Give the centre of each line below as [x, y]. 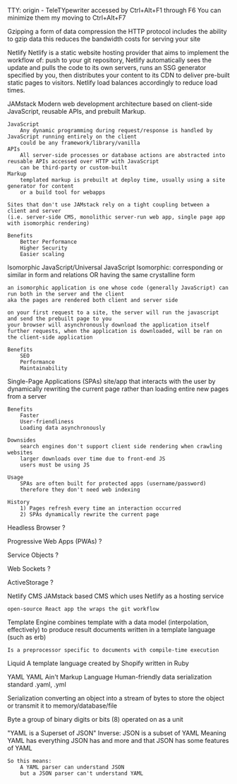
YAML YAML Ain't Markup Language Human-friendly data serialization [110, 677]
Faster [30, 416]
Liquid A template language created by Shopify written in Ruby [98, 663]
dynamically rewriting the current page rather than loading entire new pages [118, 389]
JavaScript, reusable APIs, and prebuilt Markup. [77, 111]
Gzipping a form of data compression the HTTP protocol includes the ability [117, 31]
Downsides [22, 440]
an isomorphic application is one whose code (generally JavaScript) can [118, 288]
